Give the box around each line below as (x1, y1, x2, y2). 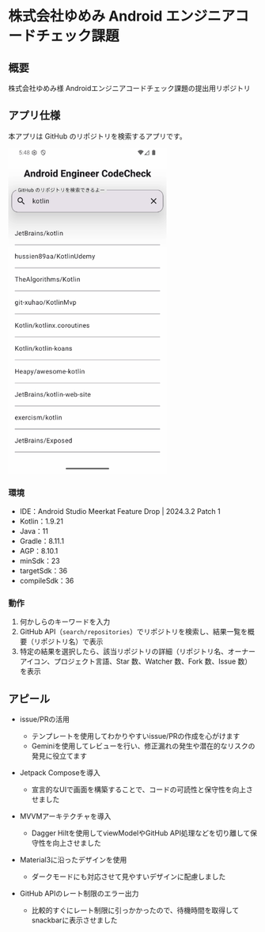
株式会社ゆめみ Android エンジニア (8, 7, 236, 25)
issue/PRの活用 (19, 714, 70, 725)
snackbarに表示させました (31, 915, 118, 925)
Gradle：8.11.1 (19, 536, 65, 546)
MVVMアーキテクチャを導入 (19, 812, 112, 821)
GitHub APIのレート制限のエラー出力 (19, 888, 139, 899)
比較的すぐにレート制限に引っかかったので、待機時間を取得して (31, 906, 240, 915)
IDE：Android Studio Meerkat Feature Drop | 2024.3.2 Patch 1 (19, 507, 221, 516)
